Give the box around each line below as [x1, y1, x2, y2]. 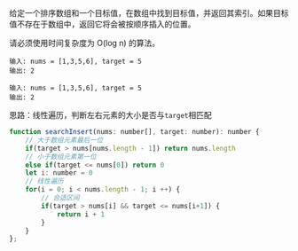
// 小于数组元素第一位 [25, 152, 98, 161]
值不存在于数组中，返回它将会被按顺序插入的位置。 [9, 19, 196, 29]
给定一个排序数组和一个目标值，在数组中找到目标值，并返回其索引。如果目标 [9, 8, 289, 18]
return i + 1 [56, 209, 105, 219]
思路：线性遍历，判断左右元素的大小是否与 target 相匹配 [9, 110, 212, 120]
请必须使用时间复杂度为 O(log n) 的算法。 [9, 38, 161, 48]
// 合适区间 [41, 193, 80, 202]
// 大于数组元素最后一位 [25, 136, 104, 145]
